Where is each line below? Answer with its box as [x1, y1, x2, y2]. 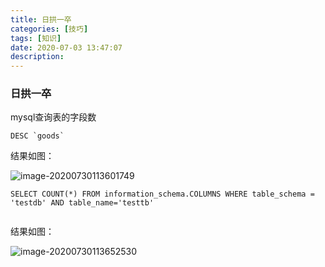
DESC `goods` [10, 131, 65, 141]
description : [10, 52, 65, 62]
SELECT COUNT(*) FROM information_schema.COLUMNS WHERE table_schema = [10, 189, 315, 200]
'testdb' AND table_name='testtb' [10, 198, 155, 208]
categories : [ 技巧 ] [10, 24, 89, 34]
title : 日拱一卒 [10, 14, 72, 25]
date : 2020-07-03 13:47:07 [10, 42, 123, 53]
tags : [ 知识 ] [10, 33, 62, 43]
